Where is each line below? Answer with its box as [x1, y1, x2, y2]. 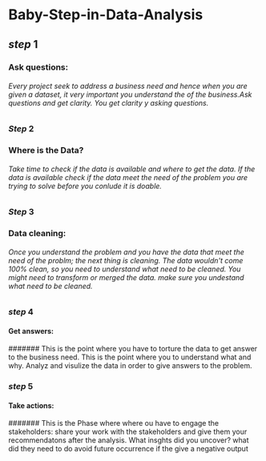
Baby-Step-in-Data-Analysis [8, 6, 204, 24]
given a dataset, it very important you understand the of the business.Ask [8, 90, 252, 99]
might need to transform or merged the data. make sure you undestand [8, 273, 244, 283]
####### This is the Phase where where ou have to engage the [8, 419, 219, 428]
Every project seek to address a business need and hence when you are [8, 82, 248, 91]
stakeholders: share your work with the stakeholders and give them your [8, 427, 248, 437]
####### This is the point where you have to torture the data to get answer [8, 344, 258, 354]
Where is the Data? [8, 144, 84, 155]
